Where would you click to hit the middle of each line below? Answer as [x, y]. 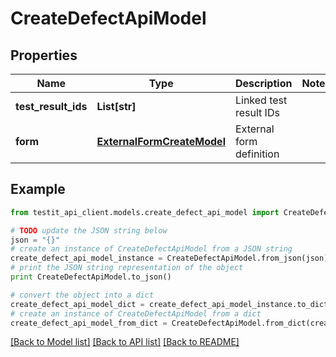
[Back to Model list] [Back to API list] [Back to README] [125, 342]
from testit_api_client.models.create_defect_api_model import [145, 212]
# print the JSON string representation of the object [127, 268]
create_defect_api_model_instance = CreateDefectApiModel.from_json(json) [169, 258]
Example [38, 189]
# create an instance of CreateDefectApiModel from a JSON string [151, 249]
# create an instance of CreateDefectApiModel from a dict [136, 313]
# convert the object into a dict [82, 295]
